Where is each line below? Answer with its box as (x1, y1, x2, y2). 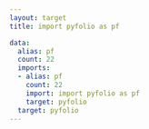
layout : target (9, 13, 67, 23)
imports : (17, 64, 51, 73)
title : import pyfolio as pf (9, 22, 120, 31)
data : (9, 38, 30, 47)
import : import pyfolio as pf (25, 88, 141, 98)
